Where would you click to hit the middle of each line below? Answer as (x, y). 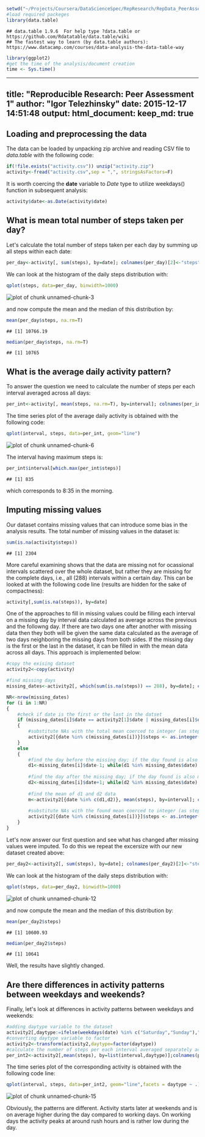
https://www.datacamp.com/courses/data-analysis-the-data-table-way (95, 47)
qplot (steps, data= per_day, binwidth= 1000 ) (63, 285)
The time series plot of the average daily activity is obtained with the (92, 416)
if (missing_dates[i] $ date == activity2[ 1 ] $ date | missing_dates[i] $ (108, 720)
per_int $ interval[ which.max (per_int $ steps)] (64, 468)
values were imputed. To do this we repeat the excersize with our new (94, 846)
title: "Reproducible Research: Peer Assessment (100, 94)
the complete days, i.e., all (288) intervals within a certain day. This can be (100, 577)
